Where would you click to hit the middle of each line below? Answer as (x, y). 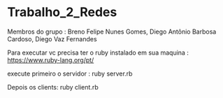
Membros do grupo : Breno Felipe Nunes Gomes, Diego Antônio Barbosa (112, 31)
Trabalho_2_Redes (62, 12)
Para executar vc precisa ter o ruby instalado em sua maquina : (98, 52)
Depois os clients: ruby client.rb (53, 87)
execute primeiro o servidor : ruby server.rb (70, 73)
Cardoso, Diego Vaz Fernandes (52, 38)
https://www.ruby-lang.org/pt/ (51, 59)
